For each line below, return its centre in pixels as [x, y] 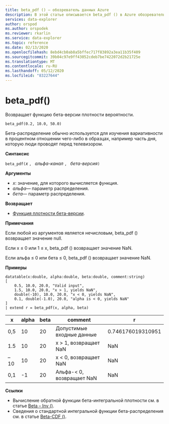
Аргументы [18, 173]
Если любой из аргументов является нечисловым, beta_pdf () [72, 233]
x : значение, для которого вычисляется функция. [65, 183]
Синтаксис [17, 153]
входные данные [76, 335]
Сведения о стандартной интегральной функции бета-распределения [88, 411]
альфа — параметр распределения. [51, 188]
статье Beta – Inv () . [33, 406]
